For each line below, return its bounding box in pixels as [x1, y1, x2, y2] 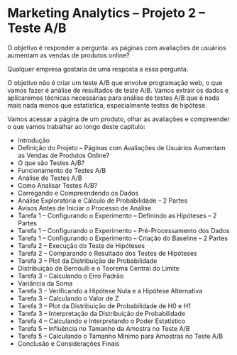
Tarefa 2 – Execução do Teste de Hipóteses [17, 241, 145, 249]
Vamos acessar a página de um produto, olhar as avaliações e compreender [7, 115, 231, 123]
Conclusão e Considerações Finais [17, 339, 120, 348]
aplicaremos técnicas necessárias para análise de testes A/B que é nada [7, 94, 220, 102]
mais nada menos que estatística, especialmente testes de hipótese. [7, 101, 207, 109]
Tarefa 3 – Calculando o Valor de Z [17, 294, 119, 303]
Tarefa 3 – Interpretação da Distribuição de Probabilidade [17, 309, 186, 317]
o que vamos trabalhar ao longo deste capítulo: [7, 122, 145, 130]
